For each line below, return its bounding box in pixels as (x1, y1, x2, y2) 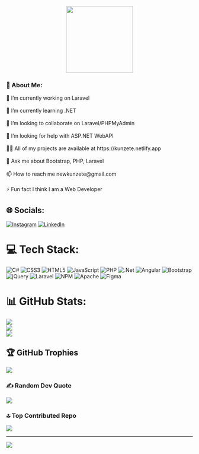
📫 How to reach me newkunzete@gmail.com (6, 170, 117, 177)
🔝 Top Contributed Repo (6, 412, 77, 420)
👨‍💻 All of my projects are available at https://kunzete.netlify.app (6, 145, 162, 152)
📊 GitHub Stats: (6, 295, 87, 308)
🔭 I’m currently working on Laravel (6, 94, 90, 101)
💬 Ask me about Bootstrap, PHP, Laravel (6, 157, 104, 165)
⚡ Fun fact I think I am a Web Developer (6, 186, 102, 193)
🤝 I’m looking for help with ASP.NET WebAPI (6, 132, 114, 139)
